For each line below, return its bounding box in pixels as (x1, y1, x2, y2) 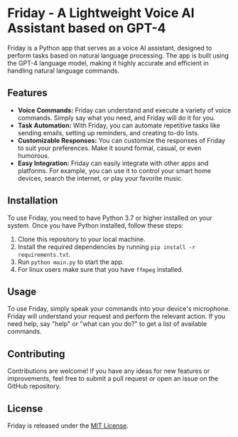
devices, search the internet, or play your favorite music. (17, 174, 183, 182)
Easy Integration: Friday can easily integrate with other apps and (17, 159, 209, 167)
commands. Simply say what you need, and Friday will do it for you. (17, 113, 215, 122)
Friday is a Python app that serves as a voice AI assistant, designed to (7, 43, 212, 52)
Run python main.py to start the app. (17, 258, 124, 266)
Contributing (7, 347, 65, 360)
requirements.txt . (17, 250, 71, 258)
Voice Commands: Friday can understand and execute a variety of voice (17, 105, 232, 115)
